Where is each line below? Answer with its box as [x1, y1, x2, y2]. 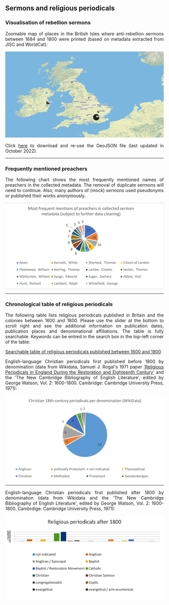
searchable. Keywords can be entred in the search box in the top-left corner [5, 334, 164, 340]
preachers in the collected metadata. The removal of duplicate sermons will [5, 182, 164, 188]
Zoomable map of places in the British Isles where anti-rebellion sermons [5, 30, 164, 37]
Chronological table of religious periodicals [5, 300, 113, 308]
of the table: [5, 339, 31, 345]
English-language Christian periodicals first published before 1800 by [5, 358, 164, 365]
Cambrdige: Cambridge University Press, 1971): [17, 506, 116, 512]
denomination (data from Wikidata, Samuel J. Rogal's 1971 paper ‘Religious [5, 364, 164, 370]
